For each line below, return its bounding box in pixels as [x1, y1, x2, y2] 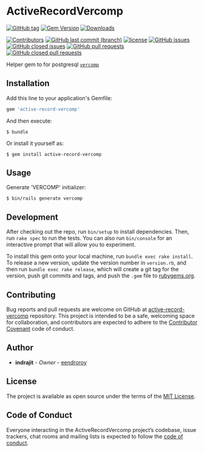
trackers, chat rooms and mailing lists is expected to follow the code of [6, 433, 183, 440]
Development [6, 212, 59, 222]
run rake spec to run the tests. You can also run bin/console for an [6, 235, 172, 242]
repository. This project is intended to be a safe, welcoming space [29, 312, 195, 320]
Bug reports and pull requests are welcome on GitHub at [6, 306, 148, 313]
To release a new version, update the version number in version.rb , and [6, 259, 187, 266]
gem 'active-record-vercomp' [6, 106, 80, 112]
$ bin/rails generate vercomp [6, 195, 83, 201]
